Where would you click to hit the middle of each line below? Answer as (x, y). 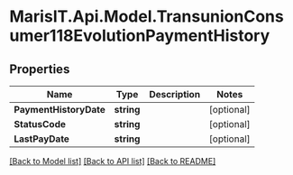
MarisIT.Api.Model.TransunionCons (146, 17)
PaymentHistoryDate (60, 110)
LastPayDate (42, 139)
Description (174, 94)
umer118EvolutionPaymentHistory (140, 36)
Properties (40, 69)
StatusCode (40, 124)
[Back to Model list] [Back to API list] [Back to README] (113, 161)
